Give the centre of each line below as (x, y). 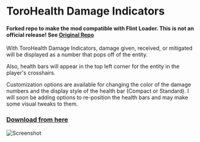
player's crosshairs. (31, 73)
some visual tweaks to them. (42, 104)
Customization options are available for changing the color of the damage (99, 85)
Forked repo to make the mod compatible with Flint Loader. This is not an (100, 28)
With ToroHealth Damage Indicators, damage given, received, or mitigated (100, 48)
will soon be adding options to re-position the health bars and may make (97, 98)
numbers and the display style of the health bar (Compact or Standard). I (98, 91)
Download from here (37, 120)
